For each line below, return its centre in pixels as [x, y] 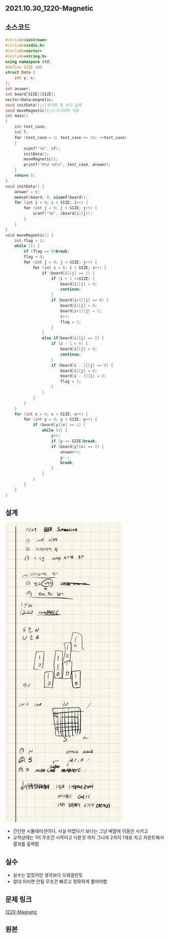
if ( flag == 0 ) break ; [47, 251]
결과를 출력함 [26, 844]
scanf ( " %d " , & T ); [42, 149]
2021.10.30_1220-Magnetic [49, 8]
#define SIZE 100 [24, 67]
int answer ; [18, 89]
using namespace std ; [28, 62]
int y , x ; [25, 78]
